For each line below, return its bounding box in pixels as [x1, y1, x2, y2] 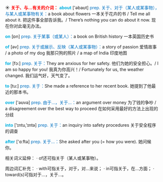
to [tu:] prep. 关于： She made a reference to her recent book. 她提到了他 [5, 83, 152, 89]
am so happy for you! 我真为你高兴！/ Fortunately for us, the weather [5, 67, 144, 72]
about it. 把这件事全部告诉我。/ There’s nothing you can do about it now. [5, 17, 151, 23]
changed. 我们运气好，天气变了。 [5, 73, 72, 78]
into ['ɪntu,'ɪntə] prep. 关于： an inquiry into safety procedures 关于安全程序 [5, 122, 157, 128]
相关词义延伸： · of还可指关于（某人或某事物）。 [5, 155, 101, 161]
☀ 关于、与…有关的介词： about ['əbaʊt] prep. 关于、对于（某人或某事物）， [5, 5, 160, 10]
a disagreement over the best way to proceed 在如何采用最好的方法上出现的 [5, 106, 158, 112]
